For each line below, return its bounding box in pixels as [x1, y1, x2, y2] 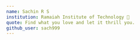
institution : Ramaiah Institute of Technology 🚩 [6, 14, 130, 20]
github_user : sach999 [6, 25, 60, 31]
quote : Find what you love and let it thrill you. [6, 19, 135, 25]
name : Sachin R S [6, 8, 50, 15]
